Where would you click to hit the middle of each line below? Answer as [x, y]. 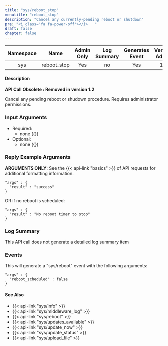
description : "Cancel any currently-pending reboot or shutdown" [74, 19]
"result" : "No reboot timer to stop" [50, 214]
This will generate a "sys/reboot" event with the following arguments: [76, 266]
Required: [22, 128]
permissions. [18, 104]
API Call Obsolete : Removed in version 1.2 [50, 89]
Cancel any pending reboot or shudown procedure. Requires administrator [82, 99]
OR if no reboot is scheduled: [35, 200]
